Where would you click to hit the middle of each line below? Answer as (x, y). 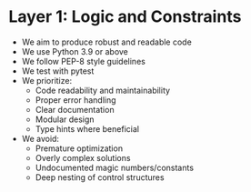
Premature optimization (79, 148)
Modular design (65, 119)
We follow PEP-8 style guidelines (84, 61)
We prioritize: (47, 80)
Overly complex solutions (83, 157)
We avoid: (40, 138)
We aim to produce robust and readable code (106, 42)
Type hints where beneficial (87, 128)
